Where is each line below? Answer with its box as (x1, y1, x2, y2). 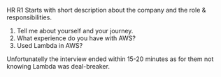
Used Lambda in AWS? (16, 42, 83, 49)
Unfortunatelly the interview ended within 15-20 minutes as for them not (6, 55, 214, 63)
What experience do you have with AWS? (16, 34, 136, 42)
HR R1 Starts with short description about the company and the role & (6, 6, 206, 14)
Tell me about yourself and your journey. (16, 27, 134, 35)
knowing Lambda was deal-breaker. (6, 62, 110, 70)
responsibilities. (6, 13, 52, 22)
